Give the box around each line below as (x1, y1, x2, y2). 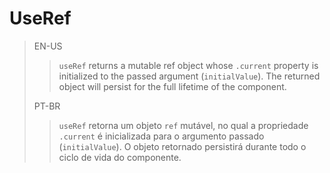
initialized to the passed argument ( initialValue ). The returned (58, 70, 321, 82)
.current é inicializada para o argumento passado (58, 130, 265, 142)
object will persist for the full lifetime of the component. (58, 80, 287, 92)
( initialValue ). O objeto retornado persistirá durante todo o (58, 140, 307, 152)
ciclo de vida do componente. (58, 151, 182, 163)
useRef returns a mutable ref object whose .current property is (58, 59, 319, 71)
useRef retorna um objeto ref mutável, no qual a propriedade (58, 119, 309, 131)
